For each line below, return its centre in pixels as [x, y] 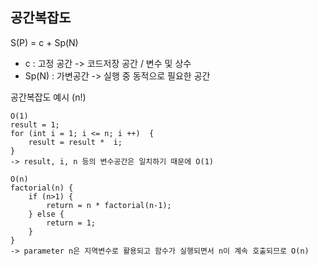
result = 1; [35, 124]
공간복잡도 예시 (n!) [48, 97]
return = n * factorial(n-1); [109, 205]
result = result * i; [75, 142]
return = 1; [71, 223]
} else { [46, 214]
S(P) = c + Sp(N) [44, 42]
